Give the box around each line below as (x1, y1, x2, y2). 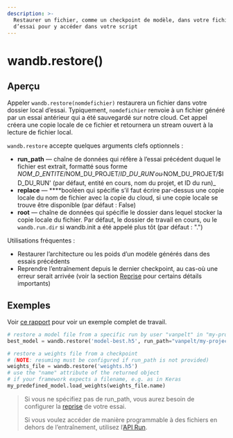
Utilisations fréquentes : (7, 236, 76, 245)
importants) (17, 279, 51, 288)
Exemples (7, 299, 51, 311)
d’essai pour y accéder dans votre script (13, 23, 138, 30)
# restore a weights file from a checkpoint (7, 350, 138, 357)
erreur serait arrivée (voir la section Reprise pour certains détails (17, 272, 202, 281)
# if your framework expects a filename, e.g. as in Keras (7, 376, 182, 383)
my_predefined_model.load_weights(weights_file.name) (7, 383, 166, 389)
